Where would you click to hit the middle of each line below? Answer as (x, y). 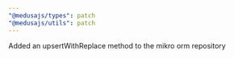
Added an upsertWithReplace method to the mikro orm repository (117, 45)
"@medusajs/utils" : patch (52, 23)
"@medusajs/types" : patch (52, 15)
